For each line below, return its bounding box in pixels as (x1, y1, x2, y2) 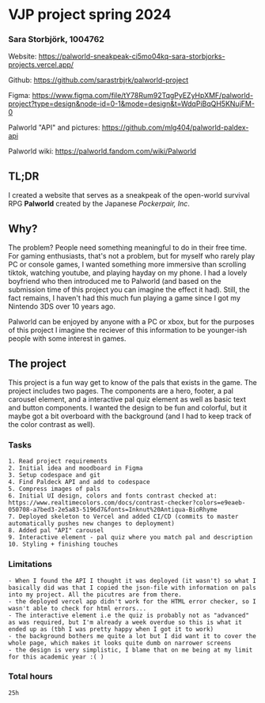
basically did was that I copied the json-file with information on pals (8, 584, 257, 592)
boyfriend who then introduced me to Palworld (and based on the (8, 277, 221, 286)
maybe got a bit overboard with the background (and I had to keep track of (8, 411, 252, 421)
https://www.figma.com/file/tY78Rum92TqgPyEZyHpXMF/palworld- (32, 91, 254, 100)
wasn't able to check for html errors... (8, 604, 147, 612)
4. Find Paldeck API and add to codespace (8, 478, 150, 486)
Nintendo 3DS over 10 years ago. (8, 302, 116, 312)
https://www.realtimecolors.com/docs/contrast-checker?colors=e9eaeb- (8, 499, 246, 507)
